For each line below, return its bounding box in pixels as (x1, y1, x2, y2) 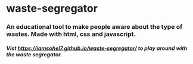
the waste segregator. (6, 50, 63, 58)
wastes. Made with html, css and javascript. (6, 30, 136, 38)
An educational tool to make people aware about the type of (6, 23, 183, 31)
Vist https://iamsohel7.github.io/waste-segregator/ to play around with (6, 45, 188, 52)
